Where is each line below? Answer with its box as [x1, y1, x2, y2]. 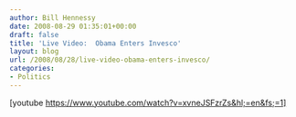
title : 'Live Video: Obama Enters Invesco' [9, 38, 182, 48]
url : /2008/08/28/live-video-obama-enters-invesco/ [9, 55, 210, 64]
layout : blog [9, 47, 59, 56]
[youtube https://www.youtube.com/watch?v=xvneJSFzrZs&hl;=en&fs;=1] [9, 97, 287, 108]
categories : [9, 64, 55, 73]
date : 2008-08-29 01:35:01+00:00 [9, 22, 137, 31]
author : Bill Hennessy [9, 13, 96, 23]
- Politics [9, 73, 51, 82]
